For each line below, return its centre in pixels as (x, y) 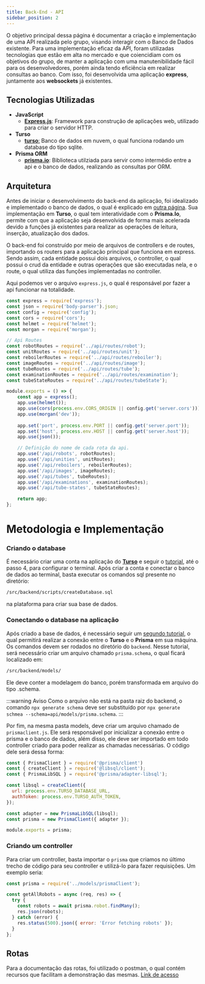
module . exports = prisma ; (39, 830)
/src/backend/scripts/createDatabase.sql (60, 592)
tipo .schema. (23, 689)
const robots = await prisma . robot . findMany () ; (79, 906)
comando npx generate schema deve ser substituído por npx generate (93, 707)
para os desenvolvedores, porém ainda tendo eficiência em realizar (91, 67)
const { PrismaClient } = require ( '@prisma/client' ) (75, 763)
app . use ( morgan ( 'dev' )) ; (49, 414)
